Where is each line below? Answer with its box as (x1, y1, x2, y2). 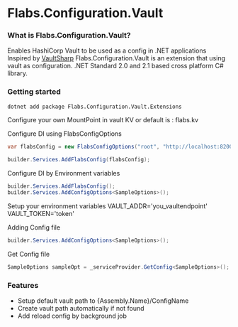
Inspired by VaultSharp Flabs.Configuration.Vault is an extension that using (7, 54, 225, 63)
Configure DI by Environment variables (7, 168, 120, 177)
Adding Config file (7, 223, 61, 232)
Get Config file (7, 250, 50, 259)
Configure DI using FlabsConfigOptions (7, 129, 122, 138)
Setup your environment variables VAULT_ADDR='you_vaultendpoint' (7, 202, 208, 210)
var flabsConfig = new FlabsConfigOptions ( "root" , (7, 143, 160, 150)
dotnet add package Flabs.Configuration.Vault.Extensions (7, 103, 182, 110)
